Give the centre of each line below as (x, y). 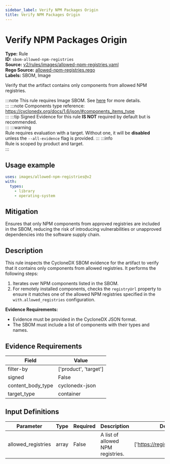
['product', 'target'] (81, 369)
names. (20, 330)
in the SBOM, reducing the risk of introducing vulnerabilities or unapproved (83, 229)
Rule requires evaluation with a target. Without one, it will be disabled (78, 133)
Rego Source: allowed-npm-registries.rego (50, 70)
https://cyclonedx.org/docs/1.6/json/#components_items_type (70, 111)
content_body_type (31, 386)
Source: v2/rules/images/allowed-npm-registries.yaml (62, 65)
